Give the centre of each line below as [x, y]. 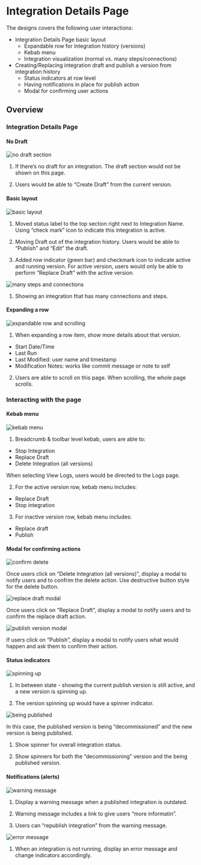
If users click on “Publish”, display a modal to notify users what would [92, 640]
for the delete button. [32, 587]
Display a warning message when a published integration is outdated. [101, 802]
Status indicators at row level [60, 78]
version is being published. [40, 733]
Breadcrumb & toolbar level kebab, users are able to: [80, 439]
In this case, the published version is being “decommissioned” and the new [99, 727]
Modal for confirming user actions [66, 91]
